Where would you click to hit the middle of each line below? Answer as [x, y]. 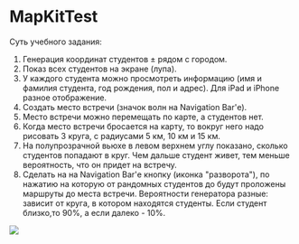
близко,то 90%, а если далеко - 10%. [94, 212]
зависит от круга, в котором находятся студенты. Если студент [145, 203]
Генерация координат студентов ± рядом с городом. [125, 59]
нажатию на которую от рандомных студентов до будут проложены [154, 183]
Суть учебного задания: [56, 42]
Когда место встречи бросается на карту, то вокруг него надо [143, 126]
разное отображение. [64, 98]
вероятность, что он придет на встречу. [100, 164]
